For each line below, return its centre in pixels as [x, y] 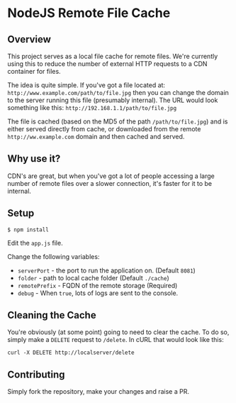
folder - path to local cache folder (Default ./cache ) [94, 277]
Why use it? [34, 159]
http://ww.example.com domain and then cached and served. [96, 137]
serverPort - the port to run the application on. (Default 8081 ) [107, 270]
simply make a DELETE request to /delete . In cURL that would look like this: [116, 340]
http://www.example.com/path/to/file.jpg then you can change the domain [118, 93]
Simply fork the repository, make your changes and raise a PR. [99, 392]
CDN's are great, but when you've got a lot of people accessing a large [111, 176]
